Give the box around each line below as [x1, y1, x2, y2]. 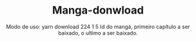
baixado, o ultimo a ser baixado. [57, 29, 139, 36]
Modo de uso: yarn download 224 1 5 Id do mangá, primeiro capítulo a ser [5, 23, 191, 30]
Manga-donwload [52, 4, 144, 17]
